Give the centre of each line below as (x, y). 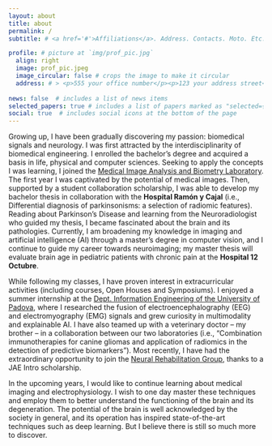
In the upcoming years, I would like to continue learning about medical (125, 384)
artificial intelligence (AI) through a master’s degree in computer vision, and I (136, 240)
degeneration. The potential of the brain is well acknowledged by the (123, 410)
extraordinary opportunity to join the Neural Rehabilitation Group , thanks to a (136, 359)
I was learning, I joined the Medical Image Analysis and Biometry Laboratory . (136, 171)
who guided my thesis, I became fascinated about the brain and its (119, 223)
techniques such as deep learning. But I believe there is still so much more (132, 427)
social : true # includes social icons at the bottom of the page (123, 114)
